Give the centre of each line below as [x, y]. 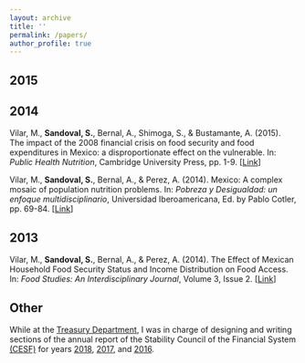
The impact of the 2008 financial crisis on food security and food [132, 143]
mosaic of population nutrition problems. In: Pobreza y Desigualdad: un [144, 190]
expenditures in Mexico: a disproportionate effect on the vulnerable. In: [143, 152]
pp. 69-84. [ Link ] [42, 209]
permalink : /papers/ [49, 35]
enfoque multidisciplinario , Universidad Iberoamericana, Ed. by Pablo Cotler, [153, 199]
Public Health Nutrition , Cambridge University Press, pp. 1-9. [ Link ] [136, 162]
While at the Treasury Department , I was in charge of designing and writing [151, 330]
